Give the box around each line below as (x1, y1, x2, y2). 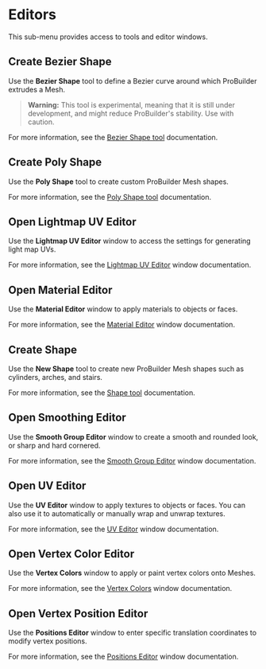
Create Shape (8, 342, 78, 356)
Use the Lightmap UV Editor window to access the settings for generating (8, 237, 252, 246)
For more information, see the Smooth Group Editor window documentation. (8, 456, 256, 465)
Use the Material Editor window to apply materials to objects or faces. (8, 304, 238, 314)
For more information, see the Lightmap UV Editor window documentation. (8, 260, 252, 270)
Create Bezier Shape (8, 55, 112, 68)
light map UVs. (8, 245, 56, 254)
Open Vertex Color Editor (8, 547, 135, 561)
